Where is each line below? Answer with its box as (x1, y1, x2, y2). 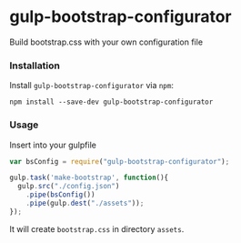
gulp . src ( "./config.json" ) (17, 182, 120, 191)
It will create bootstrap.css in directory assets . (9, 223, 185, 234)
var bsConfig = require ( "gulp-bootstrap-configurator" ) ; (9, 157, 230, 166)
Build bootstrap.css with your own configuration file (9, 36, 203, 47)
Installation (9, 59, 61, 72)
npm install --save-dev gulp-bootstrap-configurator (9, 97, 214, 106)
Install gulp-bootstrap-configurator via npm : (9, 80, 175, 91)
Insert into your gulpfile (9, 139, 97, 150)
